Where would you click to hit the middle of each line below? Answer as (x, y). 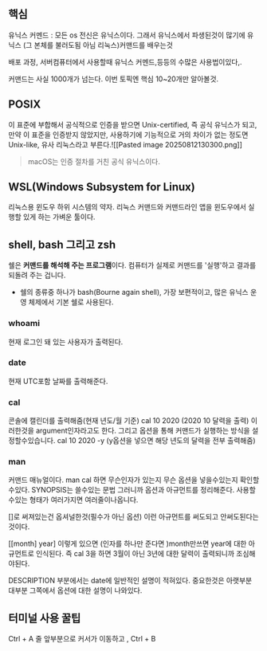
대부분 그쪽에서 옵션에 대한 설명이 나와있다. (75, 590)
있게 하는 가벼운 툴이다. (59, 217)
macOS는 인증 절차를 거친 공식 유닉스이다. (94, 161)
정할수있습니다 (31, 441)
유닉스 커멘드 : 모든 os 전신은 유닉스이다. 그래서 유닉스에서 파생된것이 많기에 (127, 35)
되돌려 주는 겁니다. (37, 275)
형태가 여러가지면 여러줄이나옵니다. (84, 500)
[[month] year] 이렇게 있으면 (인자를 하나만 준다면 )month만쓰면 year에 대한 (128, 543)
